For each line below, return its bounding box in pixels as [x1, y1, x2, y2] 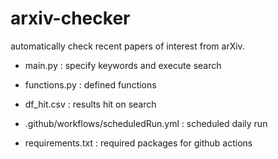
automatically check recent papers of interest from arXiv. [10, 40, 245, 52]
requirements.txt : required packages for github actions [24, 137, 253, 149]
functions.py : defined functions [24, 78, 157, 91]
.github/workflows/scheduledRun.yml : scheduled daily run [24, 117, 268, 129]
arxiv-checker [10, 7, 131, 30]
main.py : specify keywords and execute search [24, 59, 222, 71]
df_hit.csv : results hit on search [24, 98, 157, 110]
